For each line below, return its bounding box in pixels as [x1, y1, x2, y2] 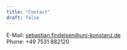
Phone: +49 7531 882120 [6, 38, 70, 45]
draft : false [6, 15, 40, 21]
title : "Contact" [6, 9, 51, 15]
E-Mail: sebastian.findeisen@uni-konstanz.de [6, 31, 121, 38]
